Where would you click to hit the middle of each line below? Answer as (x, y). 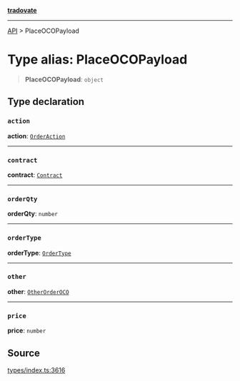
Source (24, 353)
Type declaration (46, 102)
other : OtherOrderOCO (38, 291)
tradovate (22, 10)
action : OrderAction (36, 136)
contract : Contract (35, 175)
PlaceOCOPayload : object (64, 79)
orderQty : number (33, 214)
